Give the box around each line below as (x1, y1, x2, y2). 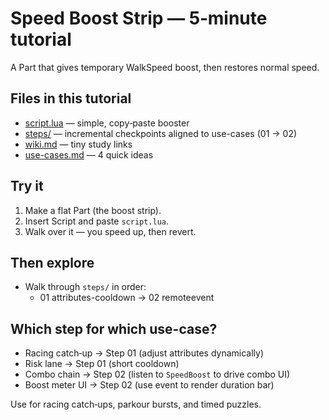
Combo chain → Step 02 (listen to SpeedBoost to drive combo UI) (24, 368, 291, 381)
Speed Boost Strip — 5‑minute (10, 7, 268, 30)
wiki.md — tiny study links (24, 138, 133, 150)
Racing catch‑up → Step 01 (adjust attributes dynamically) (24, 347, 264, 359)
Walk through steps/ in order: (24, 281, 147, 293)
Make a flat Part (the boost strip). (24, 204, 162, 216)
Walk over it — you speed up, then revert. (24, 225, 197, 237)
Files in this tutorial (10, 90, 132, 107)
